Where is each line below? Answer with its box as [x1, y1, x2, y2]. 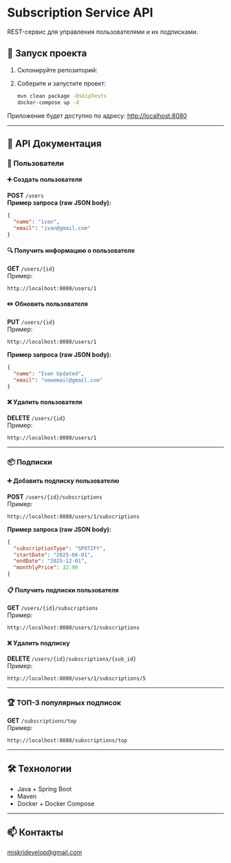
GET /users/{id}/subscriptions [7, 604, 98, 612]
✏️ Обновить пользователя [7, 300, 88, 308]
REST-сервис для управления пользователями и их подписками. [7, 28, 199, 36]
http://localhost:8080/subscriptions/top [7, 737, 128, 744]
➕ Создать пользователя [7, 176, 82, 184]
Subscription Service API [7, 5, 153, 21]
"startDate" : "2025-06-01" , [13, 551, 94, 559]
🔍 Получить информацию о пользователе [7, 247, 135, 255]
